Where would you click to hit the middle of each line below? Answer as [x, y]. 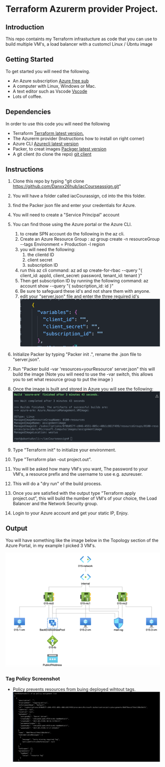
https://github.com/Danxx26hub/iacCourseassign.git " [67, 186]
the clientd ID [41, 255]
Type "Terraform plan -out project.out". [52, 459]
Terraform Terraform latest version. [48, 133]
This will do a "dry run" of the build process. [57, 484]
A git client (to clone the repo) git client [52, 154]
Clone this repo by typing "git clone [48, 181]
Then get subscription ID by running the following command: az [84, 281]
